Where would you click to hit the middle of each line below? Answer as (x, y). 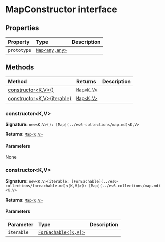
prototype (19, 50)
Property (19, 42)
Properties (22, 28)
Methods (20, 67)
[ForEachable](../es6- (95, 181)
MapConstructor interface (61, 9)
